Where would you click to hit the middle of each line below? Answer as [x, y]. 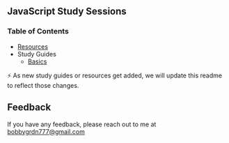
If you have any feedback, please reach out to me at [82, 124]
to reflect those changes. [43, 85]
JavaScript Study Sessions [67, 12]
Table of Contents [38, 31]
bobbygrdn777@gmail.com [46, 131]
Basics [37, 61]
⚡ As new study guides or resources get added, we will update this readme [115, 75]
